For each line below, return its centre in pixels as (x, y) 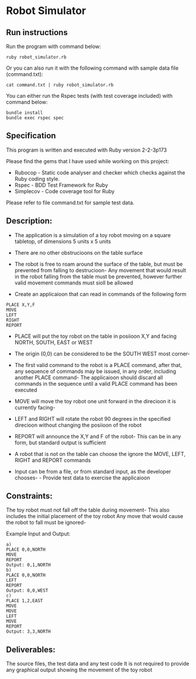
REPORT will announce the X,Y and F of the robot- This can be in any (98, 436)
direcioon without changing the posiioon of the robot (78, 425)
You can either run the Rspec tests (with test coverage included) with (89, 96)
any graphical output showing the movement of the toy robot (79, 670)
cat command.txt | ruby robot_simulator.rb (60, 85)
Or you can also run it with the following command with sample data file (92, 68)
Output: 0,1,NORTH (28, 565)
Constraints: (29, 496)
